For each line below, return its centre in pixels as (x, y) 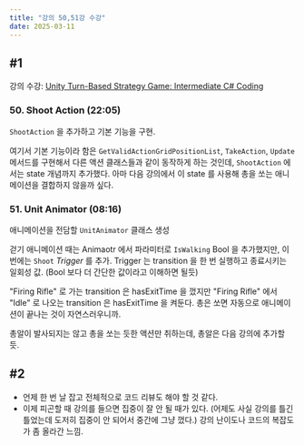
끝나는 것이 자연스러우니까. (74, 314)
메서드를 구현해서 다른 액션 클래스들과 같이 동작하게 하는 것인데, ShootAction (145, 162)
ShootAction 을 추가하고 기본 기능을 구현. (83, 131)
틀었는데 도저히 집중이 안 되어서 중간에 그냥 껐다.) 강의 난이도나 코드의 (146, 420)
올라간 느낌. (63, 431)
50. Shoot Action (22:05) (65, 110)
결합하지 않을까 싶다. (77, 185)
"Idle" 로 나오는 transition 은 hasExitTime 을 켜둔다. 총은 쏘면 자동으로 (135, 302)
